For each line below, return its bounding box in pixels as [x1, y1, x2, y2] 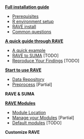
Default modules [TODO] [12, 120, 62, 125]
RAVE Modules [5, 100, 35, 106]
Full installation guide [5, 4, 50, 10]
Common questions [12, 29, 51, 34]
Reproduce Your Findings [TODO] [12, 58, 80, 63]
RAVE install [12, 24, 36, 29]
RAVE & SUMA [5, 91, 35, 97]
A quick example [12, 48, 46, 53]
